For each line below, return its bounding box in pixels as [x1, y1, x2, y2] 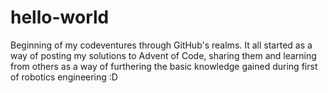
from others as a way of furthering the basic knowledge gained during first [10, 60, 318, 72]
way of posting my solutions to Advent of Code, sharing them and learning [10, 49, 317, 61]
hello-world [10, 6, 110, 29]
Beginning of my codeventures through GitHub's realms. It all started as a [10, 39, 313, 51]
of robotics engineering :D [10, 71, 118, 83]
